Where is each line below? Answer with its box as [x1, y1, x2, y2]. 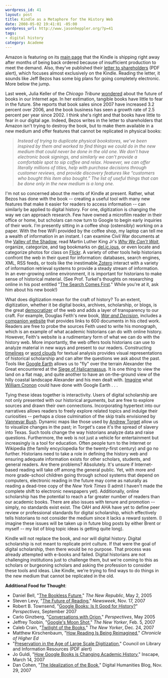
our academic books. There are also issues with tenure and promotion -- [5, 499, 155, 505]
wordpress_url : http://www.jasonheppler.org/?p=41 [5, 26, 113, 31]
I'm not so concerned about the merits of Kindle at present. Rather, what [5, 190, 154, 196]
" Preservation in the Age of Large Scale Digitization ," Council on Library [12, 640, 161, 646]
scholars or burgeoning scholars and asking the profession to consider [5, 562, 151, 568]
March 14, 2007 [12, 656, 45, 662]
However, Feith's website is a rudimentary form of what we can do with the [5, 333, 160, 340]
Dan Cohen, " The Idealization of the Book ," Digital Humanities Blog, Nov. [12, 662, 162, 668]
